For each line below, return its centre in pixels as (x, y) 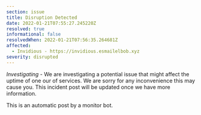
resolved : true (26, 29)
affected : (19, 46)
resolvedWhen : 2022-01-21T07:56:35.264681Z (62, 40)
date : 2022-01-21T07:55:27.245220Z (51, 23)
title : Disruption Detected (42, 18)
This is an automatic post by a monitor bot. (60, 105)
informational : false (34, 34)
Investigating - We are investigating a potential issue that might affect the (98, 74)
